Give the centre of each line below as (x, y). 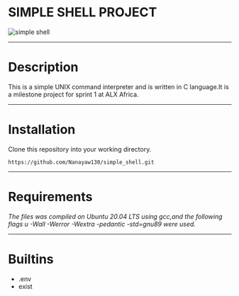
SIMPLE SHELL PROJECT (83, 12)
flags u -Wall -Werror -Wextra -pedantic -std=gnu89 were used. (102, 224)
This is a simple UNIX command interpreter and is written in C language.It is (118, 86)
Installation (42, 130)
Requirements (50, 197)
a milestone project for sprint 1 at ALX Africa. (73, 94)
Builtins (31, 259)
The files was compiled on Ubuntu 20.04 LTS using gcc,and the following (115, 216)
